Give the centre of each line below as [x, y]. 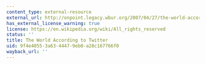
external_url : [25, 18]
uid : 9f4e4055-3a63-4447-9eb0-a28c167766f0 [63, 46]
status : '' [20, 35]
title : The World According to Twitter [57, 40]
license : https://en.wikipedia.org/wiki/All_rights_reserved [86, 29]
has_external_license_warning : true [53, 23]
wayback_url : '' [27, 52]
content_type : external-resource [49, 12]
